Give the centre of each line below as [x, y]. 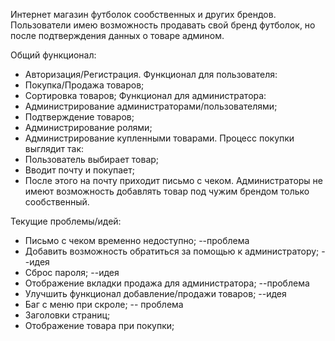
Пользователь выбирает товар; [92, 159]
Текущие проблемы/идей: [66, 221]
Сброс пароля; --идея [72, 272]
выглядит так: [54, 148]
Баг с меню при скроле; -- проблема [104, 304]
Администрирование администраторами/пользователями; [151, 106]
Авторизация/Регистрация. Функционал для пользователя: [151, 74]
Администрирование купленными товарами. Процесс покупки [159, 138]
